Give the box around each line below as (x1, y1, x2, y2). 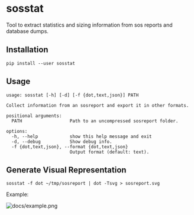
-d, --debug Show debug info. (11, 138, 112, 145)
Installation (6, 45, 48, 55)
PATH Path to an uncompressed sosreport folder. (11, 118, 179, 124)
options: (6, 128, 28, 134)
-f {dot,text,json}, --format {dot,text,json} (11, 144, 128, 149)
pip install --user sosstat (6, 60, 76, 66)
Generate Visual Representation (6, 165, 127, 175)
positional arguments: (6, 113, 62, 119)
